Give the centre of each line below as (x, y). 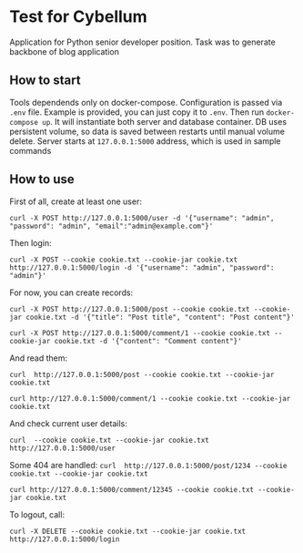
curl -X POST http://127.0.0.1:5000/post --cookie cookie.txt (130, 309)
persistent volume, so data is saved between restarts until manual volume (147, 131)
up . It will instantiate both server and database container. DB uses (165, 121)
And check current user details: (68, 423)
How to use (42, 179)
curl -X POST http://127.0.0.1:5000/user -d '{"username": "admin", (142, 218)
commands (30, 150)
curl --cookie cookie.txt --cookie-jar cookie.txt (109, 440)
